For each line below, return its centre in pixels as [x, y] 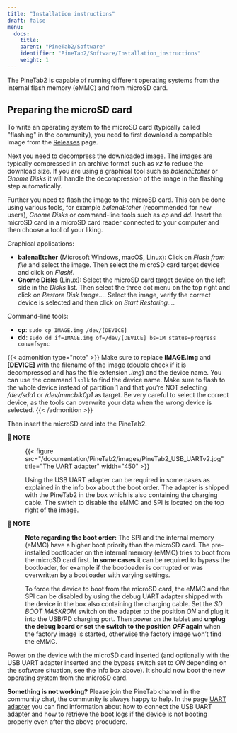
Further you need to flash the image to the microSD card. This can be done [116, 200]
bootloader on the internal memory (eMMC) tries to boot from [141, 552]
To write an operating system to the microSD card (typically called [104, 127]
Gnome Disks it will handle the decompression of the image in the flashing [115, 178]
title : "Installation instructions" [61, 14]
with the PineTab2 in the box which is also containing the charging [121, 495]
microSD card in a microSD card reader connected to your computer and [113, 222]
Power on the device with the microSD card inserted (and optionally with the [118, 655]
